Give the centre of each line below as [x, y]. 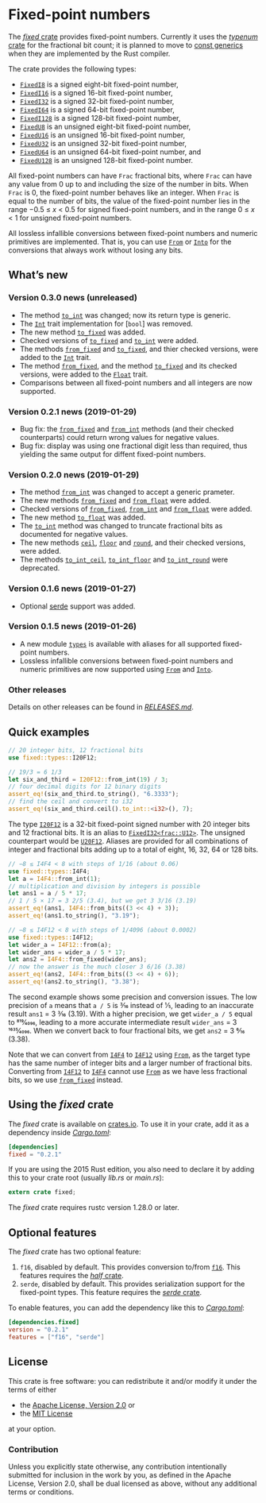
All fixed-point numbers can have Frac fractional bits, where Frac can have [130, 176]
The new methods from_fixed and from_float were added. [116, 500]
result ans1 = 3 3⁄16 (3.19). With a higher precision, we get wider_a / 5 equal [130, 1014]
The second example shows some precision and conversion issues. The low [133, 997]
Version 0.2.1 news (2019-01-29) [73, 411]
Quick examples [49, 732]
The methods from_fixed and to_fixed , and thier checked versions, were [139, 349]
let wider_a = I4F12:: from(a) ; [60, 945]
